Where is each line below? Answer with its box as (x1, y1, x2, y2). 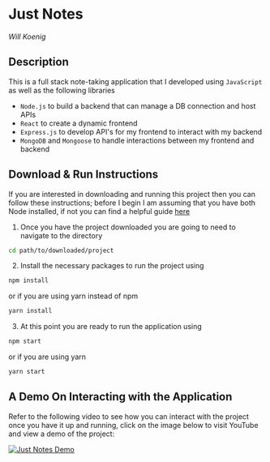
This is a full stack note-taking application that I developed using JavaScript (8, 76, 263, 86)
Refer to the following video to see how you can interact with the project (8, 411, 250, 421)
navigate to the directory (19, 230, 103, 240)
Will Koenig (8, 32, 46, 41)
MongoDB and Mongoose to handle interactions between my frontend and (19, 135, 255, 145)
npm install (8, 276, 49, 284)
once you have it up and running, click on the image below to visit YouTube (8, 420, 259, 430)
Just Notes (8, 5, 84, 24)
